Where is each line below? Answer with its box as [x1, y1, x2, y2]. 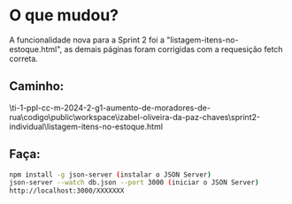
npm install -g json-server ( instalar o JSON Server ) [9, 170, 212, 179]
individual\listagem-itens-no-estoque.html [9, 121, 164, 132]
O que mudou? [9, 5, 119, 26]
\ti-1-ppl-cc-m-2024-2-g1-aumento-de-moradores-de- [9, 102, 211, 113]
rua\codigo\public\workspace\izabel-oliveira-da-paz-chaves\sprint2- [9, 111, 261, 122]
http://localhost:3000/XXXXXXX [9, 186, 125, 195]
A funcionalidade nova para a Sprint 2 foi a [9, 34, 165, 45]
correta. [9, 53, 38, 64]
